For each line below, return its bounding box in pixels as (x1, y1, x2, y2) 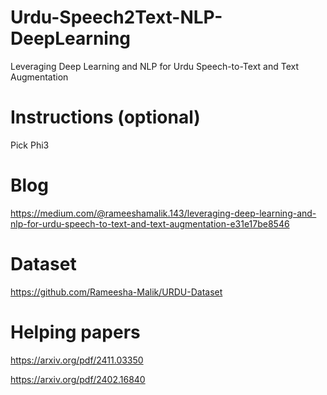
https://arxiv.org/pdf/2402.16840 (10, 373, 146, 385)
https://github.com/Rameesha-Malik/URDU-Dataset (10, 286, 223, 298)
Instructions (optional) (10, 106, 201, 129)
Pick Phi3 (10, 139, 50, 151)
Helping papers (10, 321, 141, 343)
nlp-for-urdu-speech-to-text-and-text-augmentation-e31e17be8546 (10, 217, 290, 230)
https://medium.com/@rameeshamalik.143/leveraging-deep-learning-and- (10, 207, 317, 219)
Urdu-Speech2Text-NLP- (10, 6, 223, 29)
